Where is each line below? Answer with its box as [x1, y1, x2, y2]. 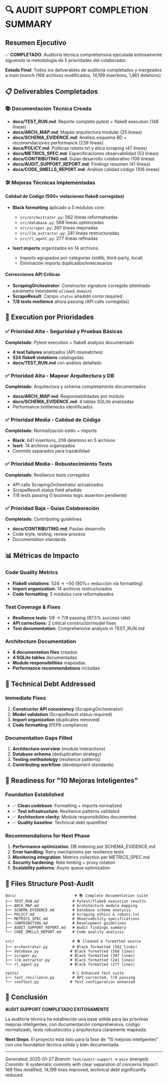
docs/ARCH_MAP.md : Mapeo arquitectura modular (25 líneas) [12, 129, 142, 135]
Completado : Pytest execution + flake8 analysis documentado [5, 339, 134, 345]
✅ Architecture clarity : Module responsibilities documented [12, 813, 136, 819]
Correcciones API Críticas [5, 271, 60, 277]
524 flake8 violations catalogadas [12, 354, 84, 360]
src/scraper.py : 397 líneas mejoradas [19, 224, 98, 230]
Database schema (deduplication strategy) [12, 751, 101, 757]
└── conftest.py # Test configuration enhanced [5, 979, 135, 984]
